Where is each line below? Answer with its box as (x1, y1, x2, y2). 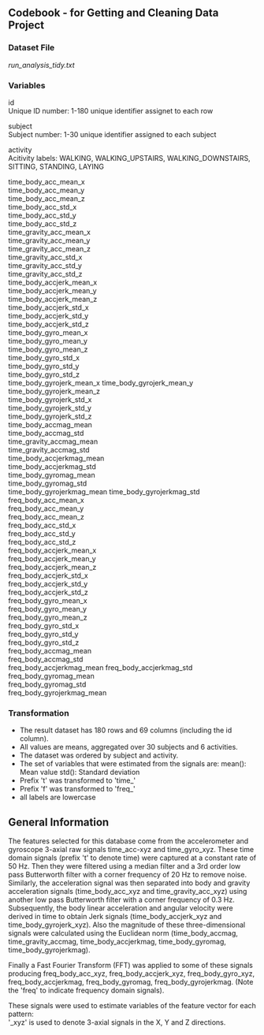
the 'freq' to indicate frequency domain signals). (8, 985, 165, 996)
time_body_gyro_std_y (8, 361, 80, 370)
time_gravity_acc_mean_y (8, 236, 91, 245)
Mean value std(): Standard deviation (19, 768, 140, 777)
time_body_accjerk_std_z (8, 319, 89, 329)
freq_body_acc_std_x (8, 520, 76, 530)
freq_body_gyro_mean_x (8, 595, 88, 605)
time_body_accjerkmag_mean (8, 453, 105, 463)
